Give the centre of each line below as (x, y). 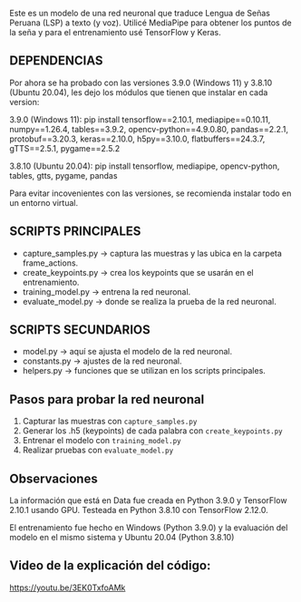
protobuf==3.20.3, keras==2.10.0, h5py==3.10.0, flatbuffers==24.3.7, (137, 139)
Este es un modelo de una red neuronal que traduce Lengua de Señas (140, 13)
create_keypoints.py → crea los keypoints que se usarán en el (138, 272)
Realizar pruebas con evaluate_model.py (98, 450)
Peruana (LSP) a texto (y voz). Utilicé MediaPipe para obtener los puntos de (150, 23)
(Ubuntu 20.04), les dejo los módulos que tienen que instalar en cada (139, 92)
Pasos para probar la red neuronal (107, 399)
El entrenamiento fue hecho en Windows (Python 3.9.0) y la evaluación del (149, 528)
